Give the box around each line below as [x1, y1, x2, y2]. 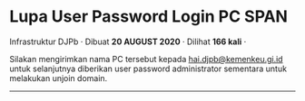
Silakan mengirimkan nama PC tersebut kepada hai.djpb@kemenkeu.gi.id [9, 53, 283, 64]
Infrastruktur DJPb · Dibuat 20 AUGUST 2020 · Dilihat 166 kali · [9, 36, 247, 47]
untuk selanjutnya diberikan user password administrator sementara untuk [9, 63, 288, 74]
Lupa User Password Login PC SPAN [9, 6, 289, 27]
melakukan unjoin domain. [9, 72, 108, 83]
